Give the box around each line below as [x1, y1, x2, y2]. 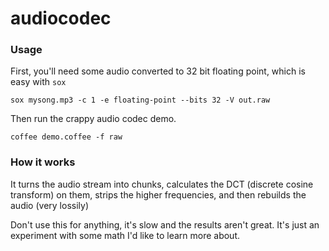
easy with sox [10, 76, 67, 88]
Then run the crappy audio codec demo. [10, 113, 177, 125]
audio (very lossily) [10, 199, 89, 211]
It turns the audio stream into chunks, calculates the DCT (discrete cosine [10, 178, 314, 190]
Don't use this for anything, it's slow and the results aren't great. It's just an [10, 218, 320, 231]
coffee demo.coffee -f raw [10, 132, 123, 142]
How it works [10, 155, 76, 169]
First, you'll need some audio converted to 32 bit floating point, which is [10, 65, 306, 77]
